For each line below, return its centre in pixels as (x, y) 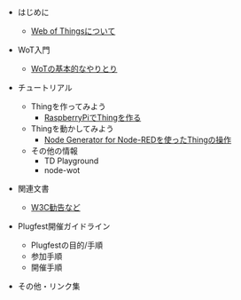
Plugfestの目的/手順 (67, 245)
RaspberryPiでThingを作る (93, 118)
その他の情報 (54, 151)
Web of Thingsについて (73, 31)
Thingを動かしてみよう (72, 129)
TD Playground (71, 161)
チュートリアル (45, 87)
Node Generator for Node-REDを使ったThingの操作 (138, 140)
